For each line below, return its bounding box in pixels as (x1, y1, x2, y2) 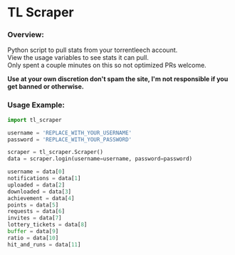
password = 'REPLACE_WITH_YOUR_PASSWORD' (7, 136, 132, 143)
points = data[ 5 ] (7, 201, 59, 209)
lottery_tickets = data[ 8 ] (7, 222, 88, 229)
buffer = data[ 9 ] (7, 228, 59, 235)
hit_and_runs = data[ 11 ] (7, 241, 81, 248)
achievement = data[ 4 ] (7, 194, 75, 202)
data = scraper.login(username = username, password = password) (7, 155, 193, 162)
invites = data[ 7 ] (7, 214, 62, 222)
